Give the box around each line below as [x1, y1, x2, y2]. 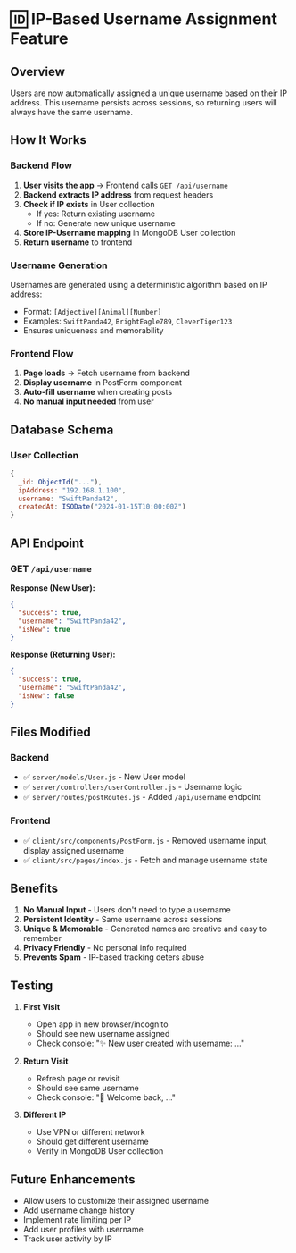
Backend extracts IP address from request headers [22, 189, 214, 200]
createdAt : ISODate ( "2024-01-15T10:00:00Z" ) [18, 502, 186, 511]
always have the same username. [10, 107, 133, 117]
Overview [10, 63, 66, 80]
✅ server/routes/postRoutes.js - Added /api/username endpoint [22, 792, 261, 803]
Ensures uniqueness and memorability [22, 324, 164, 335]
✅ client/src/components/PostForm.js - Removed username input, [22, 835, 268, 845]
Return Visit [22, 1055, 69, 1067]
